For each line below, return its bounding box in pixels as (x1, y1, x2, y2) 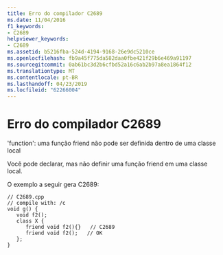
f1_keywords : (7, 23, 45, 30)
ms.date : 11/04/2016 (7, 16, 67, 23)
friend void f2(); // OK (25, 230, 103, 237)
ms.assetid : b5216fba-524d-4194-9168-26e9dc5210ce (7, 49, 155, 56)
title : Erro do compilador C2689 (7, 10, 103, 17)
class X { (16, 218, 45, 225)
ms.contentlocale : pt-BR (7, 74, 78, 81)
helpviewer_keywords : (7, 36, 69, 43)
